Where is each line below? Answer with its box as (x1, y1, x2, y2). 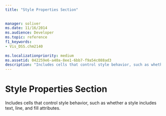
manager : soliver (5, 21, 41, 26)
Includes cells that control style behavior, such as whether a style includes (5, 100, 157, 106)
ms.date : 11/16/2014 (5, 26, 48, 31)
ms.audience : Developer (5, 30, 54, 35)
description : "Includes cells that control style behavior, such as (5, 62, 149, 67)
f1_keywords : (5, 39, 32, 44)
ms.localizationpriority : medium (5, 53, 74, 58)
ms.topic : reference (5, 35, 48, 40)
